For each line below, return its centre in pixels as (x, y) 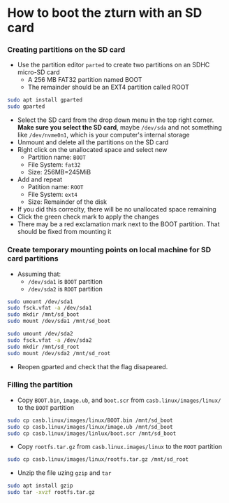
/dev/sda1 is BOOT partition (65, 281)
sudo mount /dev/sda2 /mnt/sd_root (59, 353)
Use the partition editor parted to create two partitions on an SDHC (113, 65)
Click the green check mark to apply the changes (88, 217)
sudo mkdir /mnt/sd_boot (43, 315)
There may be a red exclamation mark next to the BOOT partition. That (118, 224)
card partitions (33, 259)
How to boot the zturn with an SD (105, 13)
